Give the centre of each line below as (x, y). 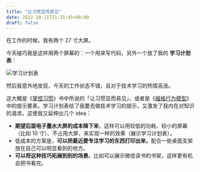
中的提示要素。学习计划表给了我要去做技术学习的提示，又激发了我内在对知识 (100, 106)
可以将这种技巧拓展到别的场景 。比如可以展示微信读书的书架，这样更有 (101, 156)
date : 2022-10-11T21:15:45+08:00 (48, 17)
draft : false (22, 23)
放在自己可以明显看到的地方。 (51, 148)
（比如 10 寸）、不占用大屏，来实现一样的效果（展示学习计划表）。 (95, 133)
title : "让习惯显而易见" (34, 12)
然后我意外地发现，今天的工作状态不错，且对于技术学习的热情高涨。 (90, 86)
